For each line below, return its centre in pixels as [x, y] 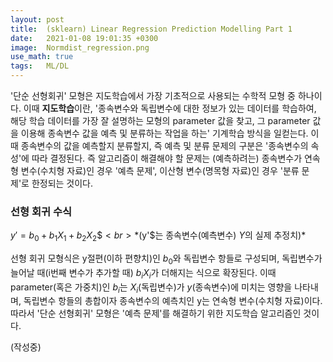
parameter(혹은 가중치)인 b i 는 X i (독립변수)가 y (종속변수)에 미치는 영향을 [151, 288]
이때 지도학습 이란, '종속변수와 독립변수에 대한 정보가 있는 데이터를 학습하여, [170, 108]
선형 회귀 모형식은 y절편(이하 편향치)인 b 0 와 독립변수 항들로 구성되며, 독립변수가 [166, 259]
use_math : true [42, 57]
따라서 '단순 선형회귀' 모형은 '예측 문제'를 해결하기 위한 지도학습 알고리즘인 [156, 313]
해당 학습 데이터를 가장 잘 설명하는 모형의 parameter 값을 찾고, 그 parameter [160, 120]
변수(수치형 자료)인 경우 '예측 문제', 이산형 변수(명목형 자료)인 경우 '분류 [160, 170]
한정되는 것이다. [62, 183]
